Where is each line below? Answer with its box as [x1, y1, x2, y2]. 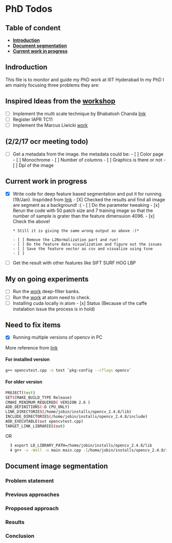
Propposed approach [5, 505, 59, 512]
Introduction [12, 37, 40, 43]
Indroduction [5, 63, 48, 72]
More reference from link [5, 344, 58, 351]
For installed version [5, 356, 50, 362]
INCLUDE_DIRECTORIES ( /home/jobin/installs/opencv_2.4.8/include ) [5, 414, 147, 419]
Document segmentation [12, 43, 68, 49]
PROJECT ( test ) [5, 390, 36, 395]
